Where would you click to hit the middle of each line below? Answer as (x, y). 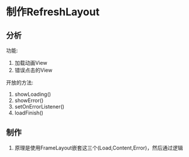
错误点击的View (33, 70)
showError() (29, 100)
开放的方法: (20, 83)
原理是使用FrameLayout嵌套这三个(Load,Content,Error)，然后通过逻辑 (99, 148)
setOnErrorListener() (39, 107)
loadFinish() (29, 113)
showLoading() (33, 94)
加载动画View (31, 63)
